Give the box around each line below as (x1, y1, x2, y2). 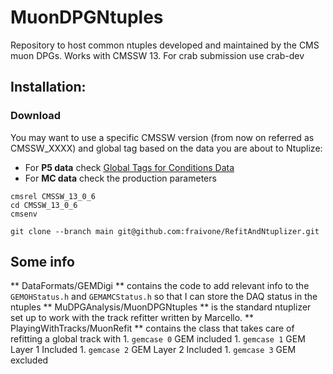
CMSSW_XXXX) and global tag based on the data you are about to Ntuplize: (10, 142, 323, 154)
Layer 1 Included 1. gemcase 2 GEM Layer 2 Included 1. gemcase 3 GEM (10, 344, 297, 356)
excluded (10, 354, 49, 366)
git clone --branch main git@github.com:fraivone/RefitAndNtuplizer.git (10, 226, 320, 236)
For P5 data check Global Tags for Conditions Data (24, 161, 235, 173)
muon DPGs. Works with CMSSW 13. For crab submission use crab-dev (10, 49, 305, 61)
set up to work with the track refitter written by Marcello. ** (10, 312, 255, 324)
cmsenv (10, 209, 38, 219)
